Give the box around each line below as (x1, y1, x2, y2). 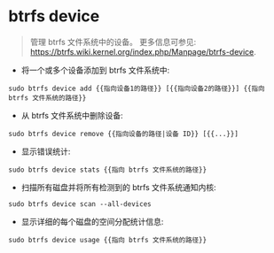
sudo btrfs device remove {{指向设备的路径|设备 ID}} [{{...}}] (8, 129, 239, 138)
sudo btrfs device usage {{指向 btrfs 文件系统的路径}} (8, 235, 207, 244)
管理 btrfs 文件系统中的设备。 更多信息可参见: (29, 36, 197, 47)
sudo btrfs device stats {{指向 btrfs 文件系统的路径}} (8, 165, 207, 174)
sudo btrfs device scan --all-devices (8, 199, 152, 209)
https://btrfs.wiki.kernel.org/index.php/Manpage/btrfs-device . (29, 46, 256, 57)
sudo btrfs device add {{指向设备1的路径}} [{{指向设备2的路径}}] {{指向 (8, 84, 265, 93)
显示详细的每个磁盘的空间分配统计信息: (20, 216, 164, 226)
